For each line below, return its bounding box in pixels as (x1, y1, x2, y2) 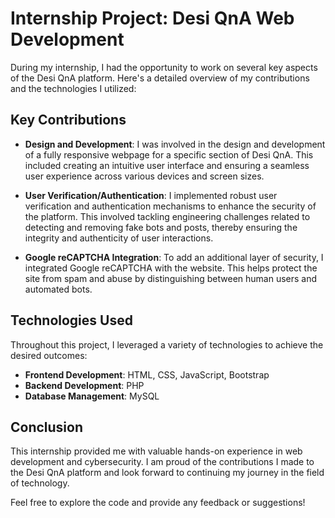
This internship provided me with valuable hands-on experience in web (10, 445, 303, 457)
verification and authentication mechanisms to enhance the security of (24, 200, 317, 212)
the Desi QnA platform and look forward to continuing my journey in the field (10, 467, 325, 479)
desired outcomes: (10, 349, 88, 361)
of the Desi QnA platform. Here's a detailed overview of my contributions (10, 72, 310, 84)
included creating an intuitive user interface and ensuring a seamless (24, 159, 310, 171)
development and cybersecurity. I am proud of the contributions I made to (10, 456, 315, 468)
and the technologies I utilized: (10, 82, 137, 94)
